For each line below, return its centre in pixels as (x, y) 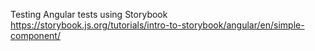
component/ (35, 35)
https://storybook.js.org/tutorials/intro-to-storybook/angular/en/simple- (157, 25)
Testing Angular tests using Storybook (89, 14)
